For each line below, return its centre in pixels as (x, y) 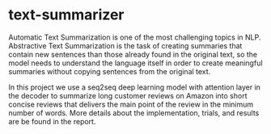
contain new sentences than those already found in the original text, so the (133, 54)
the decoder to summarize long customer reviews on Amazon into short (128, 95)
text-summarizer (66, 15)
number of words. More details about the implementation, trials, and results (134, 113)
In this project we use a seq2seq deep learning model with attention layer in (135, 87)
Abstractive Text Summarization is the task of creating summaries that (125, 45)
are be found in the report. (52, 121)
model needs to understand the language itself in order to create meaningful (135, 63)
